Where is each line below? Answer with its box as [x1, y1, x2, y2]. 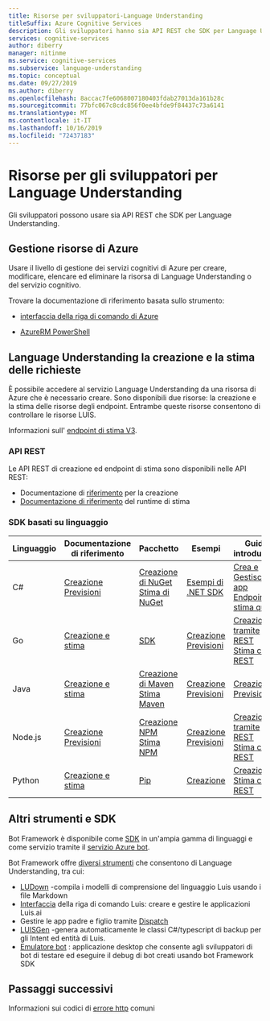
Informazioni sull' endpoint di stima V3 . [8, 426, 138, 436]
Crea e [232, 561, 259, 573]
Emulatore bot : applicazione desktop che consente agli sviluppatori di [19, 941, 253, 951]
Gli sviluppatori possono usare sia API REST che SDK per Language [8, 210, 232, 220]
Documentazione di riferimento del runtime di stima [19, 497, 190, 506]
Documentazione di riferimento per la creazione [19, 488, 178, 498]
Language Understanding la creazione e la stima [8, 350, 256, 364]
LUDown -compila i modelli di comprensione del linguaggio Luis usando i [19, 882, 262, 891]
